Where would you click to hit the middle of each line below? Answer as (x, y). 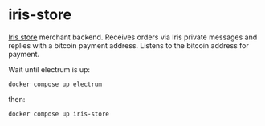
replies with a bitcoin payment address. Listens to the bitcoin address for (128, 45)
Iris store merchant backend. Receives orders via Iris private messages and (133, 37)
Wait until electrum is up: (49, 69)
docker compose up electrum (55, 84)
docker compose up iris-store (59, 114)
